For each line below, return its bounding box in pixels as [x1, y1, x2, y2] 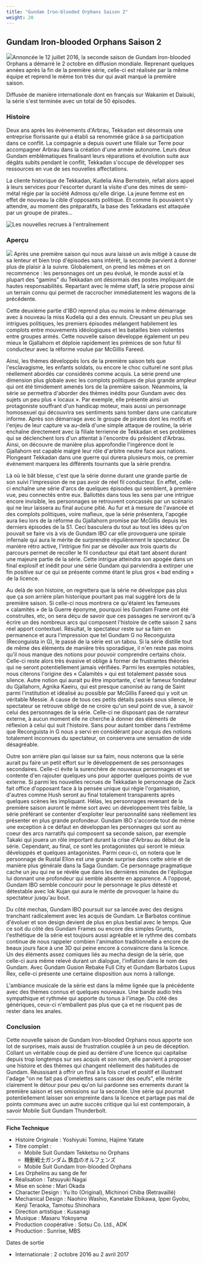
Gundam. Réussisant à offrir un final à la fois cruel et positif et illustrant [6, 1069, 183, 1076]
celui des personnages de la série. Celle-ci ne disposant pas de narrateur [6, 709, 189, 716]
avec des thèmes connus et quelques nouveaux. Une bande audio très [6, 988, 182, 996]
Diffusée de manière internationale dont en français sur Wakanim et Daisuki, [6, 91, 196, 99]
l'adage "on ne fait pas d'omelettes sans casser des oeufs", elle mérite [6, 1075, 182, 1082]
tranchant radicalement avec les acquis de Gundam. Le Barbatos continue [6, 912, 191, 919]
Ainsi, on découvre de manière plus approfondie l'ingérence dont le [6, 441, 174, 448]
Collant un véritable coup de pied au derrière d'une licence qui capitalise [6, 1049, 187, 1057]
